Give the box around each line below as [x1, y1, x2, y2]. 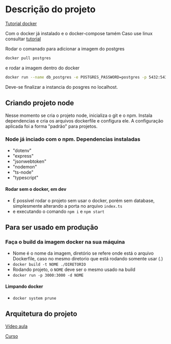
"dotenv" [12, 147, 32, 154]
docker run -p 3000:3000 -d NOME [12, 273, 84, 278]
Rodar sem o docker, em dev [5, 186, 67, 192]
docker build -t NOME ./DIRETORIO [12, 262, 86, 267]
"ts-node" [12, 169, 34, 175]
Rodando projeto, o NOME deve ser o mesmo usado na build [12, 266, 136, 273]
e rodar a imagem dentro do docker [5, 65, 80, 71]
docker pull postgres [5, 55, 51, 61]
